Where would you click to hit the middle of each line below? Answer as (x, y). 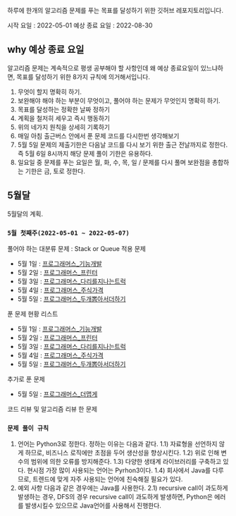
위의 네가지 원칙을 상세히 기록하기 (64, 127)
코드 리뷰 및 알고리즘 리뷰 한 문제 (52, 409)
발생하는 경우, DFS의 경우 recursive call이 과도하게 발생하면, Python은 (115, 497)
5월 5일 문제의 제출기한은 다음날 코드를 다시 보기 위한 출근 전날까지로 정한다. (122, 145)
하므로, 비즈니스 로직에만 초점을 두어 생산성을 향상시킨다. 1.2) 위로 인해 (122, 453)
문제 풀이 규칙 (28, 428)
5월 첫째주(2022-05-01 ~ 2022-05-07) (69, 233)
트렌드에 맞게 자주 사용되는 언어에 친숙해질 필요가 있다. (108, 479)
